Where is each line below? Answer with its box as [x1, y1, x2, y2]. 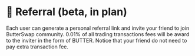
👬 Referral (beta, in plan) [6, 5, 128, 19]
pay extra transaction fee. [6, 43, 69, 50]
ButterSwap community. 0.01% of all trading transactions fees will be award [6, 30, 190, 37]
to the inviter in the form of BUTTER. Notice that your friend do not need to [6, 37, 187, 44]
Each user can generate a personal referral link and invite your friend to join [6, 24, 190, 32]
